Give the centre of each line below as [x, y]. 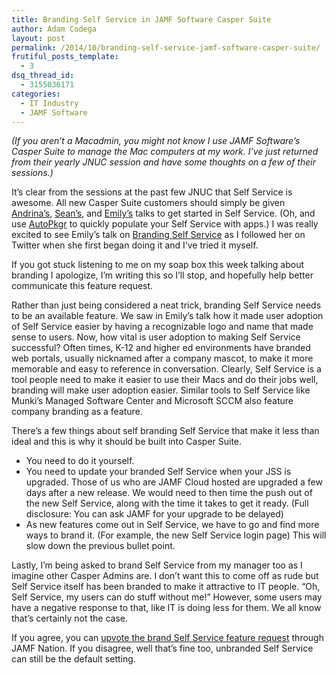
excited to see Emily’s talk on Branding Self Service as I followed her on [158, 235]
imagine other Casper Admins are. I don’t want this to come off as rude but [165, 576]
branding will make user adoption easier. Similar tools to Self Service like [161, 390]
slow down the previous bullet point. [100, 546]
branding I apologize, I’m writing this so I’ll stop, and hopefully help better [162, 275]
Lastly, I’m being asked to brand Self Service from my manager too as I [157, 565]
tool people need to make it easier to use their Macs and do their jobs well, [165, 380]
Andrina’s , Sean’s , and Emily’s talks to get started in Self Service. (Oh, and [163, 213]
